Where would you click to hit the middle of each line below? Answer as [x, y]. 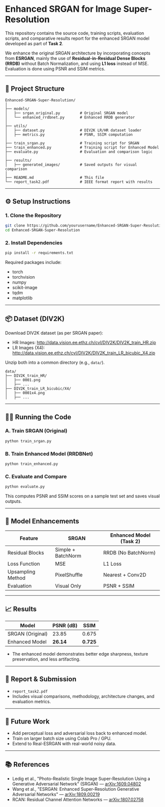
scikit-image [25, 288]
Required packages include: [33, 262]
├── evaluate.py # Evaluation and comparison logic [79, 152]
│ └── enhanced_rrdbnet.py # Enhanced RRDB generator [70, 117]
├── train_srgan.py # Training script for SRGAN [72, 143]
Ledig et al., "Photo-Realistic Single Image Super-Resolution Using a [81, 779]
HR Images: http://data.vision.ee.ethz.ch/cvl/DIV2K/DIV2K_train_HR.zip [84, 343]
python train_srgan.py [28, 441]
